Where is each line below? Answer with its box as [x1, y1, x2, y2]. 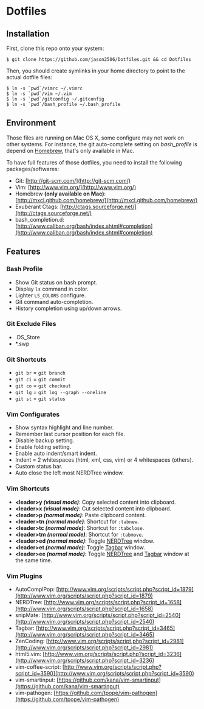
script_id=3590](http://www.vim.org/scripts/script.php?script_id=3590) [15, 669, 194, 677]
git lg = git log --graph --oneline [15, 389, 106, 396]
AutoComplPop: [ [15, 585, 59, 593]
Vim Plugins [6, 571, 42, 580]
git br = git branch [15, 369, 66, 376]
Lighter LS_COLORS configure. [15, 291, 86, 299]
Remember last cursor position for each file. [15, 431, 126, 438]
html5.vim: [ [15, 650, 45, 657]
